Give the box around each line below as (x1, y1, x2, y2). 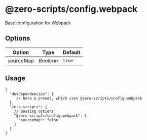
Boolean (38, 57, 58, 64)
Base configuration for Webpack (5, 20, 71, 26)
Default (63, 48, 80, 55)
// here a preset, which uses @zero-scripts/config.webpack (16, 95, 142, 101)
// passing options (14, 109, 54, 114)
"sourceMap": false (18, 117, 58, 122)
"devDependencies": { (9, 92, 54, 96)
